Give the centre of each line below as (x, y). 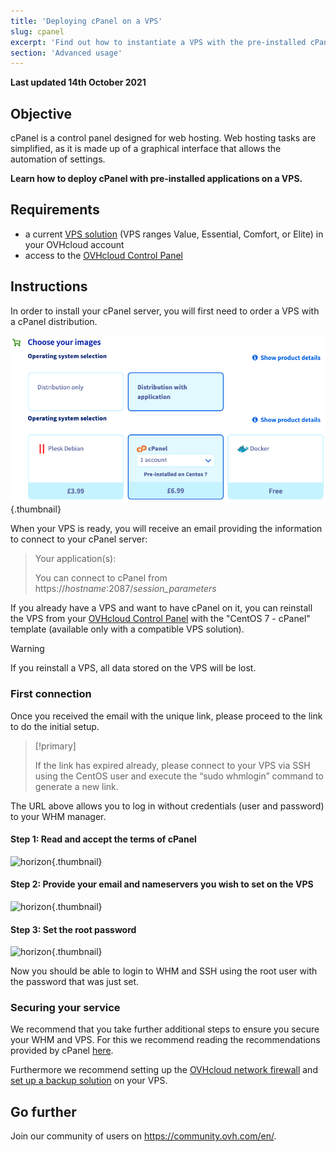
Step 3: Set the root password (73, 929)
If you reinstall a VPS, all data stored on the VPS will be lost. (133, 668)
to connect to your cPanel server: (79, 539)
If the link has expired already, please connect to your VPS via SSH (172, 765)
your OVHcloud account (74, 244)
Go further (43, 1111)
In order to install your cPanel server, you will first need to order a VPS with (165, 311)
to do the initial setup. (55, 726)
